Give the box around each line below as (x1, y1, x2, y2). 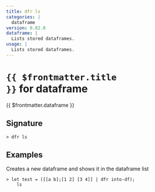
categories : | (6, 14, 41, 20)
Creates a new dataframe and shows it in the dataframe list (6, 165, 149, 173)
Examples (6, 150, 43, 160)
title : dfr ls (6, 8, 41, 15)
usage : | (6, 42, 28, 47)
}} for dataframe (6, 82, 88, 95)
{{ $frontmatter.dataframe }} (6, 101, 75, 108)
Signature (6, 118, 43, 129)
